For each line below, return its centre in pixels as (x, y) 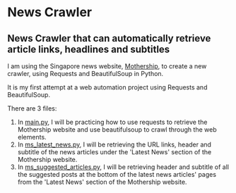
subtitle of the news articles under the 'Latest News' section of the (114, 152)
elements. (32, 137)
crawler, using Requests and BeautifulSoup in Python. (85, 74)
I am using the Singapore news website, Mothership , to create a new (107, 66)
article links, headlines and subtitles (89, 49)
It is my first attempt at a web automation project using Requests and (107, 87)
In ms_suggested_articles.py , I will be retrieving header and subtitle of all (123, 167)
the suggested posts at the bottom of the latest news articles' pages (117, 174)
